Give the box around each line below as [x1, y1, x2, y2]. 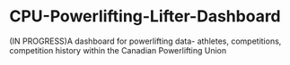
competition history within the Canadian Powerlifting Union [9, 45, 227, 55]
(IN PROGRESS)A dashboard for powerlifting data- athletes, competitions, [9, 36, 282, 46]
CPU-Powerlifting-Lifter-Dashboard [9, 6, 281, 27]
